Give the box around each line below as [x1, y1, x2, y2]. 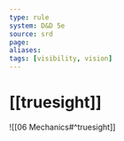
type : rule [9, 12, 50, 22]
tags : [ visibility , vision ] [9, 54, 113, 63]
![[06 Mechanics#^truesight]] [9, 121, 116, 132]
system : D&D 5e [9, 21, 66, 30]
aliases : [9, 46, 42, 55]
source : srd [9, 29, 53, 38]
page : [9, 37, 29, 47]
